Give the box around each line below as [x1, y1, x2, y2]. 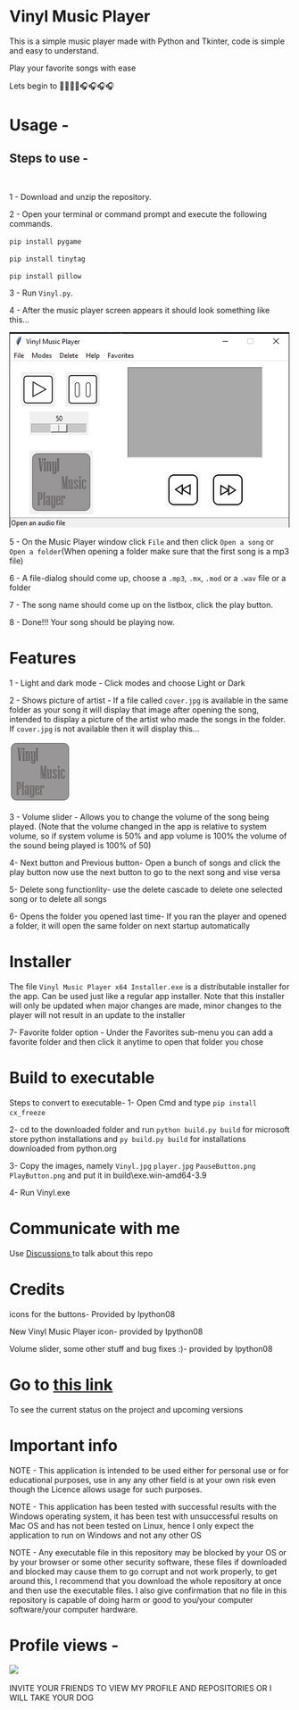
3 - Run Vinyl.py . [9, 288, 73, 298]
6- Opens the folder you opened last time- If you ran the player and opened [9, 911, 287, 922]
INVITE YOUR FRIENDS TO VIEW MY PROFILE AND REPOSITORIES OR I [9, 1683, 272, 1694]
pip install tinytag [9, 254, 87, 263]
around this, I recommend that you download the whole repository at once [9, 1575, 282, 1586]
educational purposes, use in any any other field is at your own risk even [9, 1474, 277, 1485]
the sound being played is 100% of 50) [9, 839, 152, 850]
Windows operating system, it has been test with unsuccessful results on [9, 1511, 278, 1522]
